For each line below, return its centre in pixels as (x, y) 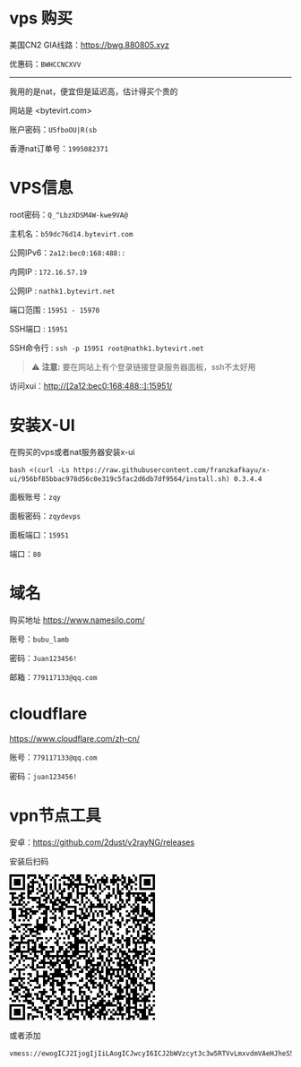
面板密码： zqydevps (45, 515)
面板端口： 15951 (39, 535)
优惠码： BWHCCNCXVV (45, 64)
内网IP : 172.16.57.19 (48, 271)
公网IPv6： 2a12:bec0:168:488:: (68, 253)
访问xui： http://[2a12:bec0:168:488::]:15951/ (91, 385)
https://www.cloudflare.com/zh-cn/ (75, 738)
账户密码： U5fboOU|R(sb (53, 129)
